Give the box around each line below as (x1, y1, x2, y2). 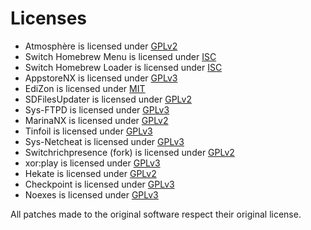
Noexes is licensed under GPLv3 (24, 188, 159, 201)
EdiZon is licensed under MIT (24, 82, 146, 94)
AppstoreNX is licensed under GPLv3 (24, 72, 178, 84)
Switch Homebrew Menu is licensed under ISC (24, 50, 217, 62)
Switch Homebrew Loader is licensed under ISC (24, 61, 223, 73)
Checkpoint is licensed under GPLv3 (24, 178, 175, 190)
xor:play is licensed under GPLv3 (24, 157, 161, 169)
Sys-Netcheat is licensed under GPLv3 (24, 135, 185, 147)
